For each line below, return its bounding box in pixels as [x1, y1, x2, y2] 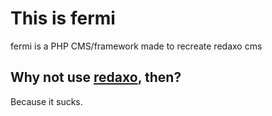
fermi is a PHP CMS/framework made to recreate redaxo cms [10, 40, 263, 52]
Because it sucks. [10, 95, 83, 107]
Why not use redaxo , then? [10, 69, 182, 86]
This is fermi [10, 7, 116, 30]
